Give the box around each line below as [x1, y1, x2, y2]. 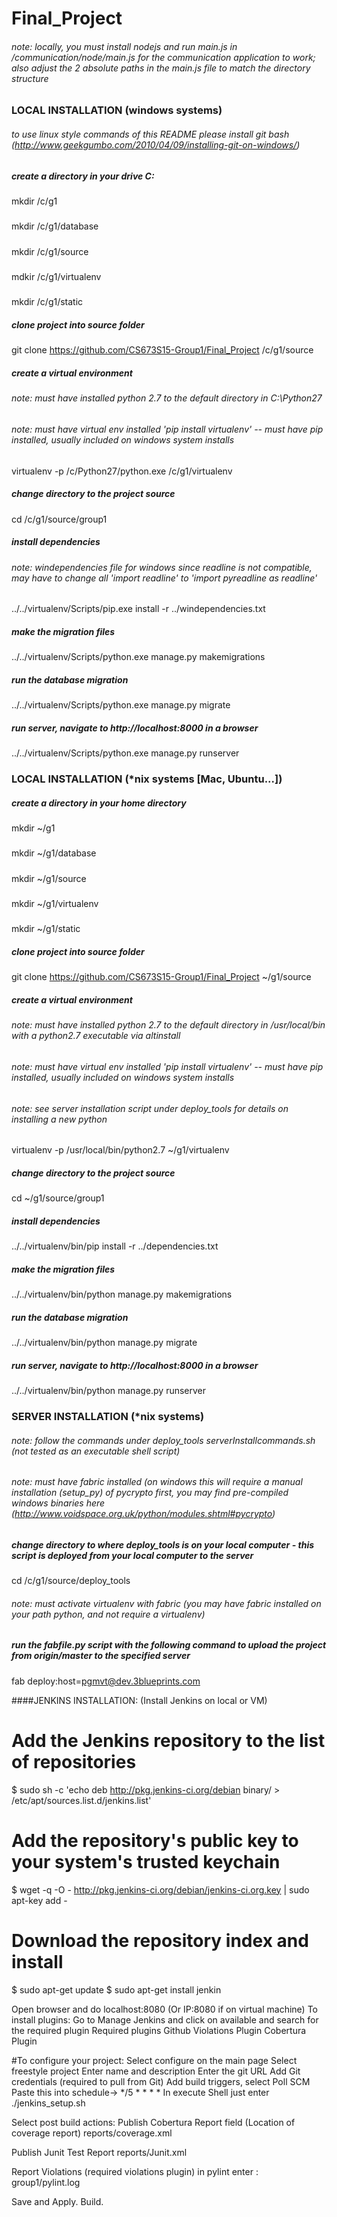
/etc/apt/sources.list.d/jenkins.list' [11, 1794, 152, 1806]
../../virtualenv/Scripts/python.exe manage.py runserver [11, 747, 240, 759]
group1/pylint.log [11, 2176, 81, 2188]
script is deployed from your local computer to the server [11, 1549, 254, 1561]
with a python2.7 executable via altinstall [11, 1030, 181, 1042]
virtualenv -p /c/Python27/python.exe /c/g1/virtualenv [11, 465, 233, 477]
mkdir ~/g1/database [11, 847, 97, 859]
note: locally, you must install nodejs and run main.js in [11, 40, 238, 52]
